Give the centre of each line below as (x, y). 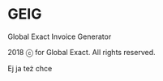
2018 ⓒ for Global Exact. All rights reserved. (81, 52)
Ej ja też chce (30, 68)
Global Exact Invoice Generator (60, 36)
